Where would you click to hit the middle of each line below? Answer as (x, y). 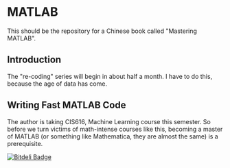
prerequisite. (25, 143)
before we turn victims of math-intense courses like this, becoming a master (115, 129)
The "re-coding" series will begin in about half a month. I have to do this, (110, 76)
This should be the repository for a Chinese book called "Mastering (102, 31)
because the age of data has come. (57, 84)
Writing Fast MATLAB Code (67, 105)
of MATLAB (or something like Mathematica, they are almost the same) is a (113, 136)
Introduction (34, 60)
